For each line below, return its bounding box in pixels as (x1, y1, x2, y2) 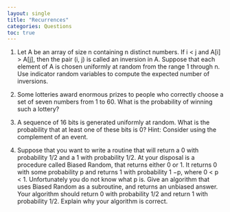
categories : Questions (7, 23, 72, 30)
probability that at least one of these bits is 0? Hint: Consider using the (16, 126, 217, 134)
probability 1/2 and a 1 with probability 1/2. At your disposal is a (16, 154, 195, 162)
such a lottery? (16, 105, 60, 113)
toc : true (7, 29, 36, 36)
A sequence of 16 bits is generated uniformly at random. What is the (16, 118, 210, 127)
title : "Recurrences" (7, 16, 69, 23)
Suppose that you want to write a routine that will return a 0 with (16, 146, 199, 154)
